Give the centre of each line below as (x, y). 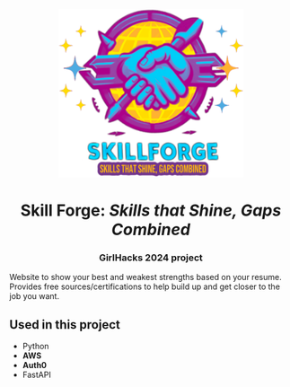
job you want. (35, 296)
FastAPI (36, 375)
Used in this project (65, 325)
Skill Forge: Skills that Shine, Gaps (151, 211)
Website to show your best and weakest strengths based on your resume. (145, 277)
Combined (151, 230)
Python (35, 347)
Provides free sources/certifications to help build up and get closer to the (145, 286)
